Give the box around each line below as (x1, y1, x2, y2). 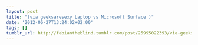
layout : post (6, 8, 38, 15)
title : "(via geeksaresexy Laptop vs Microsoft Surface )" (6, 14, 154, 20)
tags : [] (6, 25, 28, 31)
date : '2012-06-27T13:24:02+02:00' (6, 19, 94, 25)
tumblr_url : (6, 30, 35, 36)
